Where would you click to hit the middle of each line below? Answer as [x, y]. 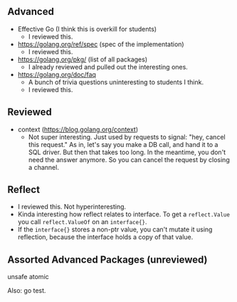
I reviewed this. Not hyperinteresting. [72, 207]
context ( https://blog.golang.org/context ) [78, 129]
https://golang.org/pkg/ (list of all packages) [83, 59]
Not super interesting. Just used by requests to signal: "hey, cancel [127, 137]
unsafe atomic [28, 277]
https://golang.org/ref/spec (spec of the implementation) [101, 44]
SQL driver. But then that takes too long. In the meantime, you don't [127, 152]
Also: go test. [27, 291]
